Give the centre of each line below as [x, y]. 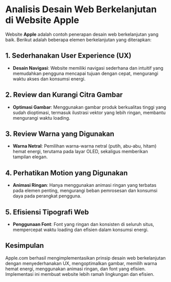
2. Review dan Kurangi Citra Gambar [64, 95]
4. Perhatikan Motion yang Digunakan [67, 173]
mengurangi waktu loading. [41, 118]
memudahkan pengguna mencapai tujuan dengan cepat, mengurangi [85, 73]
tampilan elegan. [30, 157]
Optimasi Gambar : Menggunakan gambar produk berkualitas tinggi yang [89, 107]
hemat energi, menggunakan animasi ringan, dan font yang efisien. [76, 269]
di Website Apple [42, 20]
